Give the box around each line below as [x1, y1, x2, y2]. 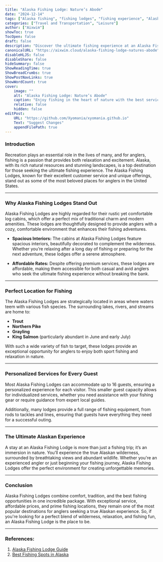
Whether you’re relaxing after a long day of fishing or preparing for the [12, 246, 153, 252]
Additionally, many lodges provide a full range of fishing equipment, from [5, 406, 151, 412]
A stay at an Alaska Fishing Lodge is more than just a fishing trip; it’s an [5, 444, 147, 450]
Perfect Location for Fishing [5, 288, 72, 294]
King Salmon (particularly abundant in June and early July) [12, 334, 131, 340]
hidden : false [14, 107, 42, 112]
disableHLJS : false [5, 52, 45, 57]
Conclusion [5, 482, 33, 489]
